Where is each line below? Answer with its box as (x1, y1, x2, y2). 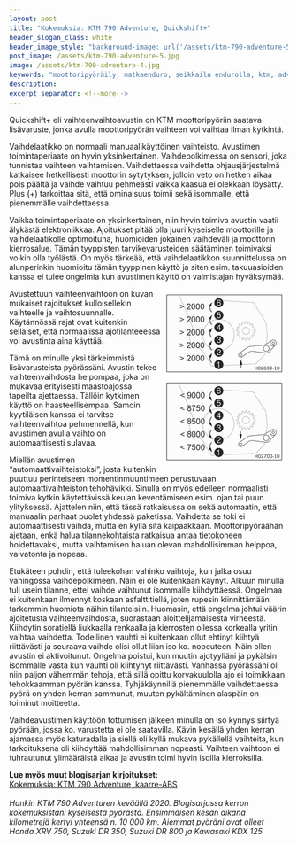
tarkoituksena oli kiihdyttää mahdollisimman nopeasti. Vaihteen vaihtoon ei (9, 742, 281, 753)
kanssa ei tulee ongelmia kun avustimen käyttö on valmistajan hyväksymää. (9, 271, 285, 282)
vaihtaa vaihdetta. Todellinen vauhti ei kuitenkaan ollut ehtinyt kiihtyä (9, 632, 260, 642)
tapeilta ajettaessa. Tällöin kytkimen (9, 390, 140, 400)
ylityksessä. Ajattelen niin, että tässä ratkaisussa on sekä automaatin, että (9, 501, 277, 512)
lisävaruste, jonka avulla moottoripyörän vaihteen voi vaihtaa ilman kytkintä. (9, 124, 285, 135)
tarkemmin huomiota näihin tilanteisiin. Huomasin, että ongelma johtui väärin (9, 603, 287, 614)
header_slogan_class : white (9, 33, 113, 42)
